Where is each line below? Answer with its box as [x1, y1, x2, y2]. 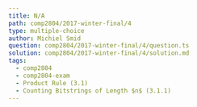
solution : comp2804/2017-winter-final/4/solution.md [8, 49, 190, 57]
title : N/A [8, 11, 45, 20]
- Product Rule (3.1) [15, 79, 89, 87]
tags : [8, 57, 27, 65]
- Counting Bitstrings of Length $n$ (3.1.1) [15, 86, 172, 95]
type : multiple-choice [8, 27, 85, 35]
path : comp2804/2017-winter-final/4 [8, 19, 132, 27]
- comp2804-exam [15, 72, 70, 80]
